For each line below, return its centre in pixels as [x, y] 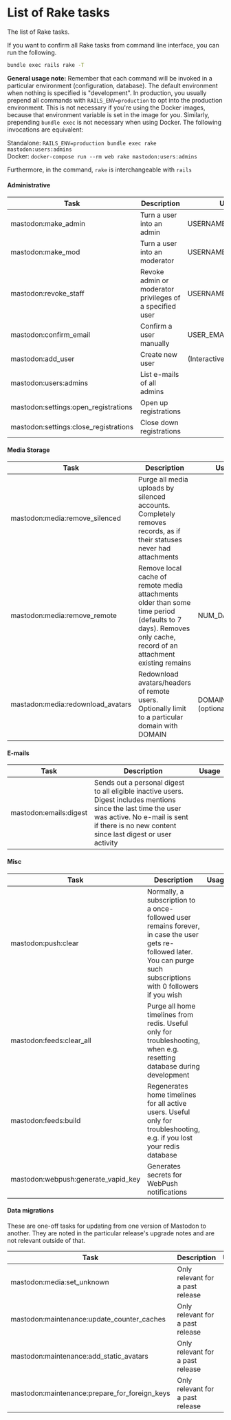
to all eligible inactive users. [139, 792]
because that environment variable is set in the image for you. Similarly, [108, 114]
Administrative [29, 185]
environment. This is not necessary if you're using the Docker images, [106, 107]
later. [185, 951]
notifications [167, 1192]
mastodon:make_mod [45, 252]
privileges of [160, 298]
